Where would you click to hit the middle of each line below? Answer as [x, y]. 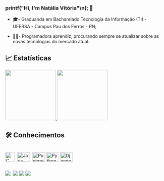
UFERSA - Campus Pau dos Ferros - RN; [54, 27]
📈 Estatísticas [28, 58]
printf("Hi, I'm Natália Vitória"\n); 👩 [49, 8]
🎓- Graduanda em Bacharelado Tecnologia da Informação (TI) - [80, 19]
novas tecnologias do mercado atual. [51, 42]
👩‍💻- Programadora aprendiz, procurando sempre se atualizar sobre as [86, 36]
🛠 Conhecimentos [35, 135]
